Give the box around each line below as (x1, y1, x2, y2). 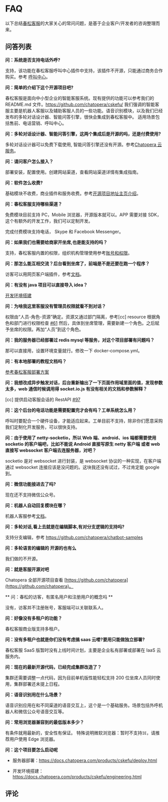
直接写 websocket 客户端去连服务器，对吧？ (5, 447, 96, 453)
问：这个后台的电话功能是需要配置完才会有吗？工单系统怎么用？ (5, 407, 136, 413)
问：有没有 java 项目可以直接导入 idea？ (5, 282, 88, 288)
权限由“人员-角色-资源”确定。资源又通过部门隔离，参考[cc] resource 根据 (5, 314, 156, 320)
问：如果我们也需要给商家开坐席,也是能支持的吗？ (5, 239, 107, 245)
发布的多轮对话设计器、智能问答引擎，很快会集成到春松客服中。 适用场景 (5, 114, 155, 120)
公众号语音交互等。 (26, 708, 66, 714)
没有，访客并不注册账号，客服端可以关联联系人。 (5, 605, 106, 611)
